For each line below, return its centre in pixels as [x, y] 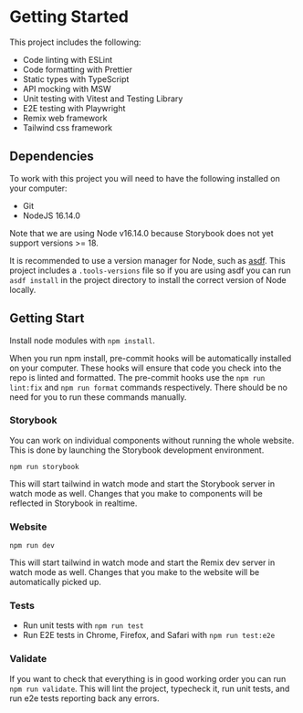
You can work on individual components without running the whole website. [152, 440]
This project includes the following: [75, 42]
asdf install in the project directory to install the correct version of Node [148, 279]
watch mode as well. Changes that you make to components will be [136, 493]
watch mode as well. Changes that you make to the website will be [135, 572]
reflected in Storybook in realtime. [73, 503]
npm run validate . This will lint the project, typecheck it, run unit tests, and [150, 688]
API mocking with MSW [67, 89]
